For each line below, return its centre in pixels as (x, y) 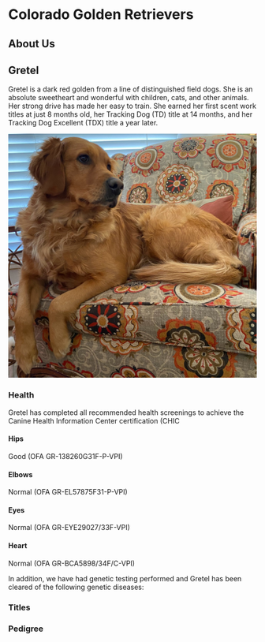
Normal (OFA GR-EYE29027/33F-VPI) (69, 528)
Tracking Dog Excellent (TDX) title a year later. (83, 123)
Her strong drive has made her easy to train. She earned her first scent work (132, 106)
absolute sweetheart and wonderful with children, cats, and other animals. (129, 98)
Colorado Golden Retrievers (101, 15)
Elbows (21, 474)
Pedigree (26, 629)
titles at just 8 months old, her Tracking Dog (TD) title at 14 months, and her (131, 114)
